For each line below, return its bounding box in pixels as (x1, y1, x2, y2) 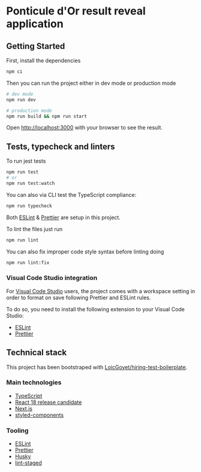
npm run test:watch (6, 180, 55, 186)
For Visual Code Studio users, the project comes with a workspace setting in (6, 287, 196, 294)
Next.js (14, 405, 33, 412)
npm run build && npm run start (6, 113, 87, 119)
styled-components (14, 411, 64, 418)
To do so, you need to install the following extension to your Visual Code (6, 305, 185, 312)
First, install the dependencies (6, 57, 81, 64)
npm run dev (6, 96, 36, 103)
